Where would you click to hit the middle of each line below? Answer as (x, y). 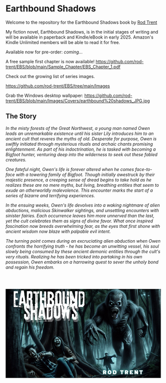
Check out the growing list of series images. (50, 76)
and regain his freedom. (30, 267)
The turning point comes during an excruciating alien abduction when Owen (83, 241)
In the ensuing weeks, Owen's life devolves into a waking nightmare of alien (83, 205)
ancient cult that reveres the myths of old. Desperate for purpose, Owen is (81, 138)
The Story (21, 116)
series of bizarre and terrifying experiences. (50, 195)
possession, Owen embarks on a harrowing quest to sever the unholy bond (82, 262)
